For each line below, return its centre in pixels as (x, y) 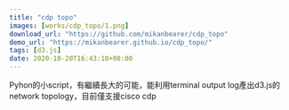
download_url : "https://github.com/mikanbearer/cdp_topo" (119, 34)
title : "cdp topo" (43, 17)
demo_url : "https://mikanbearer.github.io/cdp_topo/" (111, 42)
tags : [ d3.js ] (36, 51)
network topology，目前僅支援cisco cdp (83, 96)
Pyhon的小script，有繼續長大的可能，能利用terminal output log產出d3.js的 (145, 85)
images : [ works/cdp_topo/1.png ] (69, 26)
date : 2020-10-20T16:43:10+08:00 (71, 59)
